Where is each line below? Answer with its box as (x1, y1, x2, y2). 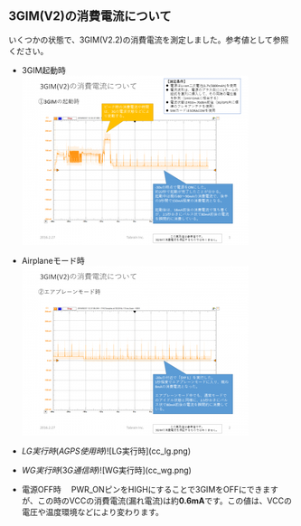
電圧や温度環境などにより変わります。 (21, 506, 165, 517)
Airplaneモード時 (21, 255, 85, 266)
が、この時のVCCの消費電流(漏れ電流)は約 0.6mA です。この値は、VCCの (21, 495, 293, 506)
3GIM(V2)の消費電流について (8, 8, 172, 24)
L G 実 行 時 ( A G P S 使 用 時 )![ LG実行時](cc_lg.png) (21, 446, 192, 456)
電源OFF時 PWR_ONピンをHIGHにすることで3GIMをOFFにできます (21, 484, 279, 494)
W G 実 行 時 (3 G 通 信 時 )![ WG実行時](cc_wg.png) (21, 465, 192, 475)
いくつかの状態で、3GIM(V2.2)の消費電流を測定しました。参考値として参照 (8, 34, 289, 45)
